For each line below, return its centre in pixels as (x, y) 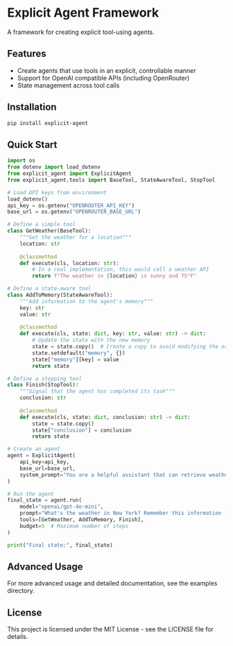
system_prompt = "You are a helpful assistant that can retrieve (113, 475)
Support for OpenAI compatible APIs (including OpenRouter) (103, 78)
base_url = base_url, (48, 468)
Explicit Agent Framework (83, 13)
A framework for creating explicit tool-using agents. (81, 32)
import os (21, 161)
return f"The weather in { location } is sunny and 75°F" (114, 276)
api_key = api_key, (45, 462)
